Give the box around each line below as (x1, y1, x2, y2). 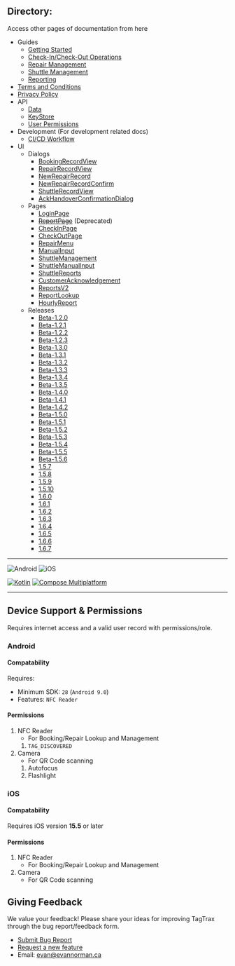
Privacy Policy (17, 90, 59, 98)
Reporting (27, 75, 57, 83)
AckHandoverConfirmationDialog (38, 194, 134, 203)
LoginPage (38, 209, 70, 217)
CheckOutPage (38, 231, 83, 240)
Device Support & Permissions (7, 605, 143, 617)
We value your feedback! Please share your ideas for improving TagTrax (7, 915, 215, 923)
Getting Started (27, 45, 72, 53)
